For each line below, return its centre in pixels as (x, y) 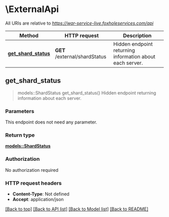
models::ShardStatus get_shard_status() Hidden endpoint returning (87, 93)
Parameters (20, 111)
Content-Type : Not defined (41, 194)
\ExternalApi (32, 9)
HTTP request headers (33, 183)
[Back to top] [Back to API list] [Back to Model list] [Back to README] (77, 209)
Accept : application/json (38, 199)
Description (137, 35)
